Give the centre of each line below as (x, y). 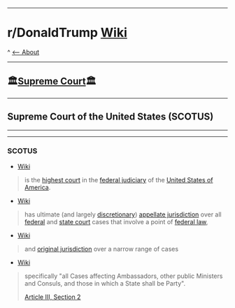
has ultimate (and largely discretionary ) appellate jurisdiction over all (123, 214)
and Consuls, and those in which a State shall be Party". (105, 283)
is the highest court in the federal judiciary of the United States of (119, 179)
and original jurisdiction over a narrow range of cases (101, 249)
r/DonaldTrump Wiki (67, 33)
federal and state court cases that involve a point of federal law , (116, 221)
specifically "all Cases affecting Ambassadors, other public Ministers (123, 276)
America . (37, 187)
